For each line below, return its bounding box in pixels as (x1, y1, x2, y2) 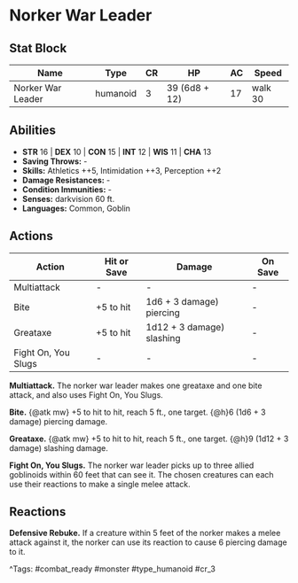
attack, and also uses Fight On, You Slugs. (9, 389, 164, 400)
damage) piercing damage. (9, 416, 108, 426)
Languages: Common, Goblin (21, 203, 131, 214)
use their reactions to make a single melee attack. (9, 478, 191, 489)
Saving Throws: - (21, 156, 88, 167)
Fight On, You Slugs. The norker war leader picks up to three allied (9, 460, 255, 470)
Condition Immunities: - (21, 183, 113, 195)
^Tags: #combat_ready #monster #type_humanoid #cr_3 (9, 564, 216, 574)
